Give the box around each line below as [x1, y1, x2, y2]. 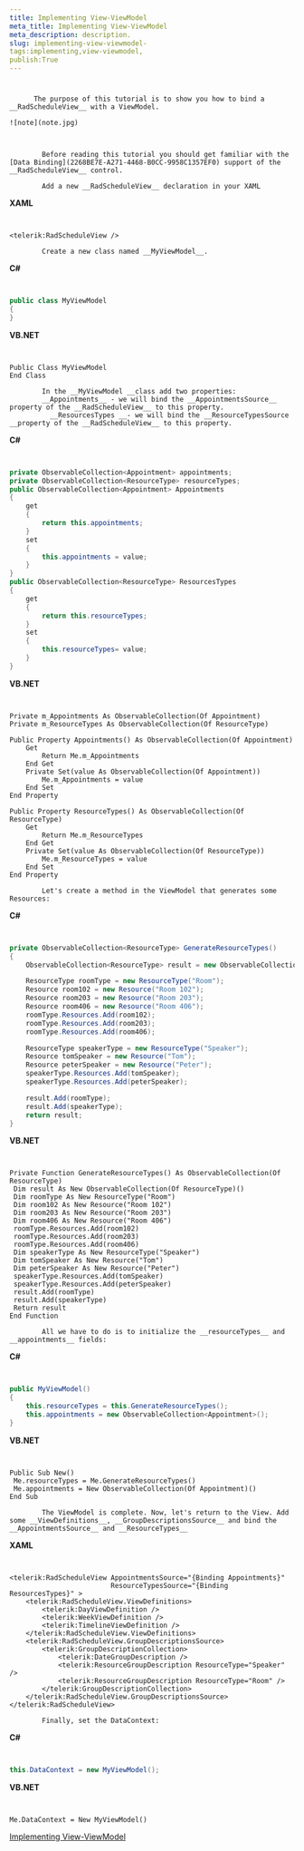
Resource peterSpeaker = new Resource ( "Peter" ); [25, 1060, 213, 1070]
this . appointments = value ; [42, 552, 147, 561]
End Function [9, 1311, 59, 1320]
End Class [9, 371, 47, 380]
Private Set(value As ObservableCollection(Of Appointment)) [25, 767, 261, 776]
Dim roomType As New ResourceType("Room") [13, 1193, 176, 1202]
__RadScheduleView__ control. [9, 166, 124, 175]
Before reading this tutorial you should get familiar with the [42, 151, 290, 160]
